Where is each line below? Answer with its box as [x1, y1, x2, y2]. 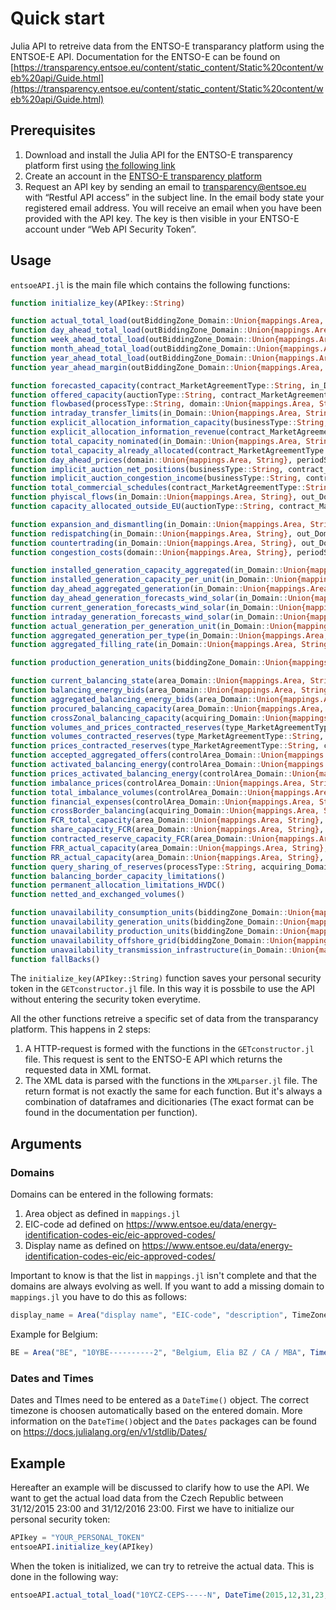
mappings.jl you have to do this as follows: [10, 1291, 187, 1303]
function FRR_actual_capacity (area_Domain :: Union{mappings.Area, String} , [10, 843, 329, 853]
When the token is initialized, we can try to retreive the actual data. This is [10, 1560, 315, 1572]
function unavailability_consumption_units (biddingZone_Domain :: [10, 908, 288, 918]
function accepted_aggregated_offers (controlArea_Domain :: [10, 750, 262, 761]
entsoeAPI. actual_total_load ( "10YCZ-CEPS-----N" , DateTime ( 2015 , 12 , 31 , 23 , [10, 1590, 329, 1600]
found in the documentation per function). [24, 1107, 198, 1119]
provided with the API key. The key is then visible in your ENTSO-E [24, 212, 300, 224]
